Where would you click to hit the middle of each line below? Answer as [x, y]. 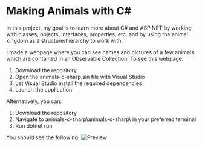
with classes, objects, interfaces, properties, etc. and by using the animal [97, 34]
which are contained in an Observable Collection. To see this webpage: [95, 58]
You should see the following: [43, 137]
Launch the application [44, 89]
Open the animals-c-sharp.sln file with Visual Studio [80, 77]
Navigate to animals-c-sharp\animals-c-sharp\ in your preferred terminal [106, 119]
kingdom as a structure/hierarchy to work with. [64, 40]
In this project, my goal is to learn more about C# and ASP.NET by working [99, 28]
